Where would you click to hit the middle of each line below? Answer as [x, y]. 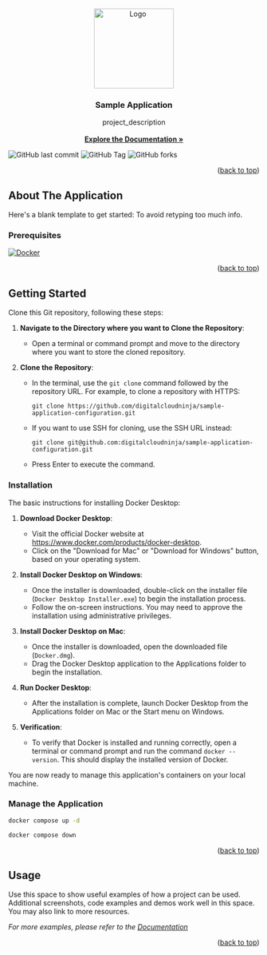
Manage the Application [56, 804]
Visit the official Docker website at [88, 533]
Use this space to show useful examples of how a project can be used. [124, 894]
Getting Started [47, 293]
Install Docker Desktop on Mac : [73, 631]
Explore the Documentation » [134, 139]
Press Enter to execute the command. [93, 464]
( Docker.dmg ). [53, 655]
